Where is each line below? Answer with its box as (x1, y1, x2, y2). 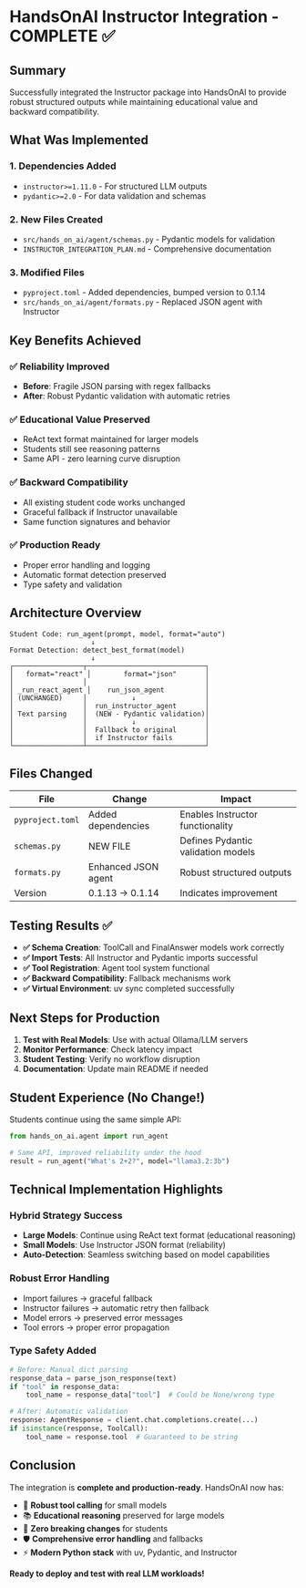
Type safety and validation (22, 579, 123, 590)
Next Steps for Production (9, 1010, 160, 1026)
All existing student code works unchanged (22, 497, 186, 508)
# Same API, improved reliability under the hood (9, 1148, 202, 1157)
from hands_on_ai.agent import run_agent (9, 1131, 169, 1140)
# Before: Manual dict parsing (9, 1365, 128, 1374)
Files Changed (9, 766, 93, 781)
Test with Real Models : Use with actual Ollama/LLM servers (22, 1035, 249, 1046)
